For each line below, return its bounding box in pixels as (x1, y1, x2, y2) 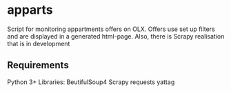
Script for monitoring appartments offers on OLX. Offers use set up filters (7, 25, 215, 33)
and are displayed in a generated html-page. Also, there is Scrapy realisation (7, 32, 225, 40)
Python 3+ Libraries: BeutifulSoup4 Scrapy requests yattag (7, 78, 175, 86)
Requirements (7, 59, 69, 71)
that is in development (7, 39, 70, 48)
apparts (7, 2, 53, 18)
